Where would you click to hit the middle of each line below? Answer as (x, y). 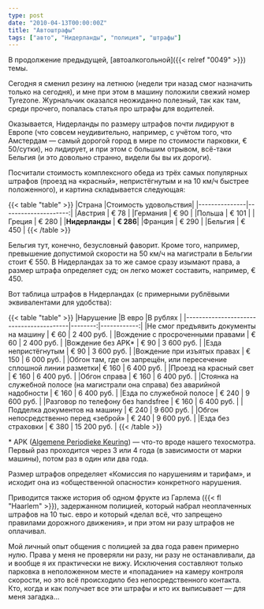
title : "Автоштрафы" (42, 30)
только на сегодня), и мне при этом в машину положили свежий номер (129, 92)
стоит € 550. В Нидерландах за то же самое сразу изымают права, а (124, 262)
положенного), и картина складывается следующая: (97, 189)
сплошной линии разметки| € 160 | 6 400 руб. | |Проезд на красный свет (131, 368)
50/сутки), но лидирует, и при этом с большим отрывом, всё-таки (120, 149)
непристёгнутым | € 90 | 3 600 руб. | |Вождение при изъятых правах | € (129, 351)
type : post (26, 15)
